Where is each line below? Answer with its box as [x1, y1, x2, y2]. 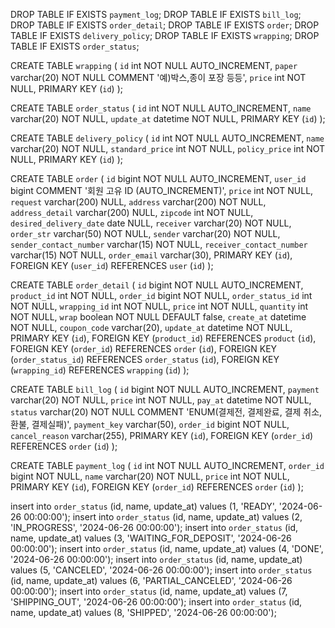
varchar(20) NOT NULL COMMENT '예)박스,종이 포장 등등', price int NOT [10, 72, 307, 83]
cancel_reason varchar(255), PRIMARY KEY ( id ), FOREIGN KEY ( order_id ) [10, 430, 314, 441]
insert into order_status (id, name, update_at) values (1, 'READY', [10, 500, 277, 512]
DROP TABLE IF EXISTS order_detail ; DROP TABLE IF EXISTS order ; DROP [10, 19, 320, 31]
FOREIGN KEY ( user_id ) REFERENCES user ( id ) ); [10, 260, 214, 271]
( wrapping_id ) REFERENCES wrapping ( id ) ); [10, 364, 190, 376]
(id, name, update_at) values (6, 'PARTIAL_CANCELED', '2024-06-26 [10, 575, 293, 586]
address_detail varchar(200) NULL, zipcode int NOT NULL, [10, 207, 254, 218]
